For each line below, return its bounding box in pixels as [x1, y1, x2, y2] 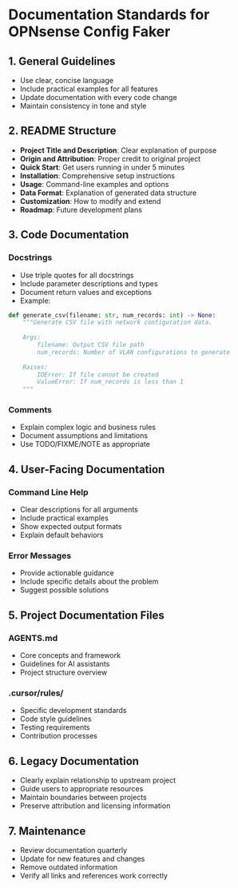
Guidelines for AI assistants [19, 659, 110, 669]
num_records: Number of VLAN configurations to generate [37, 348, 230, 356]
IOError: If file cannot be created [37, 370, 159, 379]
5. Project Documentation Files [8, 608, 165, 622]
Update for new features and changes [19, 854, 145, 864]
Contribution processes [19, 731, 97, 741]
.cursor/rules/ [8, 687, 64, 699]
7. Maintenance [8, 824, 86, 838]
